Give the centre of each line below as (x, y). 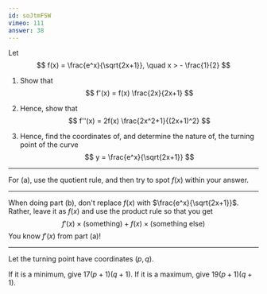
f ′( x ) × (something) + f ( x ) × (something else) (133, 224)
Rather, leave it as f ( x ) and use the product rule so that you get (110, 211)
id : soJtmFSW (30, 15)
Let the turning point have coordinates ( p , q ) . (81, 259)
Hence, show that (48, 109)
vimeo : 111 (26, 23)
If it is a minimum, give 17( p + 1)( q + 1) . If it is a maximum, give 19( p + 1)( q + (130, 274)
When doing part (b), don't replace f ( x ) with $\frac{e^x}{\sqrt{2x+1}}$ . (124, 203)
